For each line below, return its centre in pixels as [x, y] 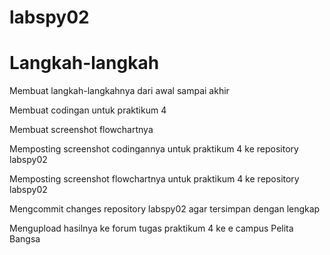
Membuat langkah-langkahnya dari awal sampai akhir [119, 91]
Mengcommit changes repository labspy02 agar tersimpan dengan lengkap [165, 209]
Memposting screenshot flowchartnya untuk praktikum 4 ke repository [154, 179]
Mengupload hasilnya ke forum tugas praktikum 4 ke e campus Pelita [151, 228]
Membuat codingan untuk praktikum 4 [88, 110]
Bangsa [25, 239]
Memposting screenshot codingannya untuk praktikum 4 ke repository [154, 149]
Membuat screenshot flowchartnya [81, 130]
